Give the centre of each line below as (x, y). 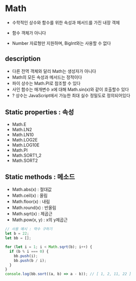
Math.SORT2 (25, 160)
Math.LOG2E (25, 140)
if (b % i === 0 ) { (29, 251)
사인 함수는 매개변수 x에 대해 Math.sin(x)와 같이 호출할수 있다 (70, 89)
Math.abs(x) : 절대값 (32, 190)
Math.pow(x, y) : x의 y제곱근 (40, 220)
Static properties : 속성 (40, 112)
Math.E (19, 124)
